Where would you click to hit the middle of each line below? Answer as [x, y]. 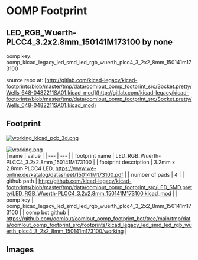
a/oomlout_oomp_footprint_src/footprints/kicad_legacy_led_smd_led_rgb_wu [99, 225]
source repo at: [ [26, 80]
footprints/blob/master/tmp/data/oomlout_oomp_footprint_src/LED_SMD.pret [99, 187]
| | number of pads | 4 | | [154, 174]
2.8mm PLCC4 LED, [30, 168]
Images [20, 250]
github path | [22, 181]
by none [158, 42]
